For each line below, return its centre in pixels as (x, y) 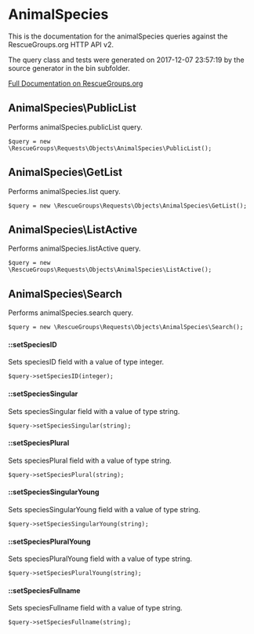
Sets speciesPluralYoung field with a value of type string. (100, 559)
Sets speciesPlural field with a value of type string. (90, 460)
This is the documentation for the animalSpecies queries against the (118, 36)
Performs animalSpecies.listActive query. (74, 248)
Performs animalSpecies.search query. (71, 313)
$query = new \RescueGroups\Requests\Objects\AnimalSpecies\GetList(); (127, 206)
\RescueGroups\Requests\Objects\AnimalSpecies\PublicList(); (110, 148)
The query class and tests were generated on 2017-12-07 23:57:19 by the (126, 60)
